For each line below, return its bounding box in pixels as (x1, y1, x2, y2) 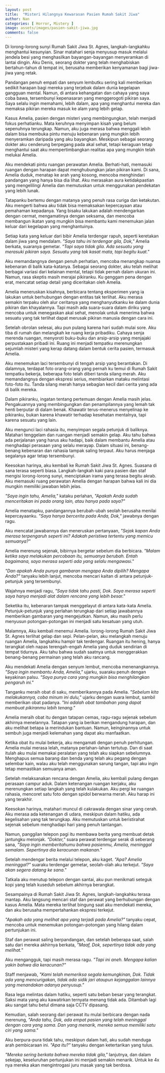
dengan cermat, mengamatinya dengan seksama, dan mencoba (5, 213, 134, 219)
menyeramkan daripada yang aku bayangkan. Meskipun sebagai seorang (5, 136, 154, 142)
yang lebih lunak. (5, 188, 40, 193)
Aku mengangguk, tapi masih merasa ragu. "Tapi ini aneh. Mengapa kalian (5, 957, 157, 962)
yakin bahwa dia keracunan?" (5, 962, 66, 967)
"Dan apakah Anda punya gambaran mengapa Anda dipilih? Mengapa (5, 568, 149, 574)
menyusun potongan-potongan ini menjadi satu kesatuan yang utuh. (5, 619, 144, 624)
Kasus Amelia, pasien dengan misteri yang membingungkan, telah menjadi (5, 115, 156, 121)
